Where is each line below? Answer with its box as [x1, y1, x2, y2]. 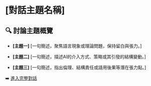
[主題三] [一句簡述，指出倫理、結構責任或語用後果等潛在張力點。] [12, 64, 146, 70]
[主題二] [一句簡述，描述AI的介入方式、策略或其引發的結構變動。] [12, 54, 146, 60]
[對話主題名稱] [5, 5, 65, 16]
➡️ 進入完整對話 [5, 75, 37, 81]
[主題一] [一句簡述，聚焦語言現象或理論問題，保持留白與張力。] [12, 43, 142, 49]
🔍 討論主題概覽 [5, 26, 53, 35]
